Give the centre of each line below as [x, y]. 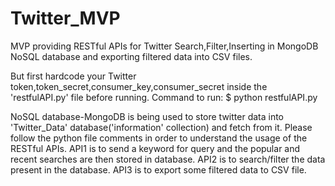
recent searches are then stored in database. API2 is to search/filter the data [168, 159]
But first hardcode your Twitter [73, 76]
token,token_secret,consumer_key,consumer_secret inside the [139, 86]
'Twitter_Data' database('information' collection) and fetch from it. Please [161, 127]
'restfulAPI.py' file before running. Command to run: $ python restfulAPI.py [164, 97]
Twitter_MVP [65, 18]
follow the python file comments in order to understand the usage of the [159, 138]
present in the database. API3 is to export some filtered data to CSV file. [158, 169]
